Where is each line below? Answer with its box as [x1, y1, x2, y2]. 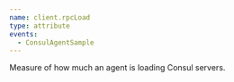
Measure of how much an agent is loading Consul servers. [9, 62, 226, 73]
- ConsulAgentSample [17, 37, 94, 47]
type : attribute [9, 21, 70, 30]
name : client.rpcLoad [9, 12, 91, 22]
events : [9, 29, 39, 38]
